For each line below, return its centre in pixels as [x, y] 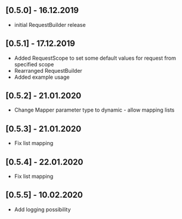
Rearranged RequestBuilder [48, 70]
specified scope [34, 64]
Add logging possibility [42, 209]
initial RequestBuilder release [50, 24]
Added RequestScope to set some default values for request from [95, 58]
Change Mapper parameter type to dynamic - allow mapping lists [94, 110]
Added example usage [42, 77]
